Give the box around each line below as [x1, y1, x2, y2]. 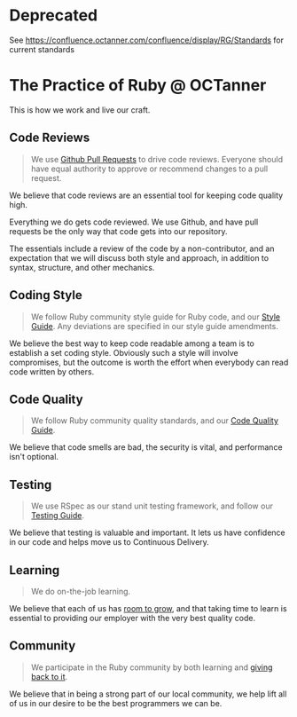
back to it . [30, 671, 68, 682]
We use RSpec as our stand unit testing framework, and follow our [30, 500, 273, 511]
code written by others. [9, 366, 95, 377]
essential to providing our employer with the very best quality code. [9, 612, 256, 623]
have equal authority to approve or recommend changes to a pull [30, 163, 269, 174]
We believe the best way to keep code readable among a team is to [9, 338, 255, 349]
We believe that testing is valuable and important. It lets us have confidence [9, 527, 285, 538]
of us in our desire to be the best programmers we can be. [9, 697, 223, 708]
